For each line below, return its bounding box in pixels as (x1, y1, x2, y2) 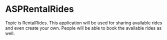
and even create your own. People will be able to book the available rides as (5, 25, 162, 31)
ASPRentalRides (5, 3, 74, 15)
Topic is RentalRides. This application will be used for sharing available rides (5, 20, 162, 26)
